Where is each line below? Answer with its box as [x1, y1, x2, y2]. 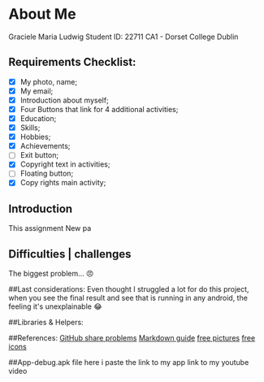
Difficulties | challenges [8, 247, 132, 261]
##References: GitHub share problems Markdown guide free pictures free [8, 333, 256, 343]
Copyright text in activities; [19, 159, 110, 169]
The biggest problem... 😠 [8, 269, 94, 279]
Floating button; [19, 168, 74, 179]
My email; [19, 86, 54, 96]
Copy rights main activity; [19, 178, 106, 188]
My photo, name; [19, 76, 78, 86]
